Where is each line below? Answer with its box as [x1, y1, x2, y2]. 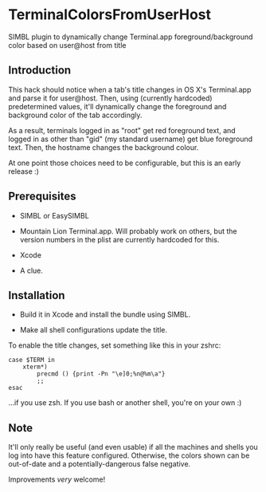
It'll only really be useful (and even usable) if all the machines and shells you [8, 443, 259, 452]
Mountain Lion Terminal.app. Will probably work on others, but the [19, 226, 237, 236]
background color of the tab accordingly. [8, 110, 143, 120]
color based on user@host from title [8, 40, 127, 49]
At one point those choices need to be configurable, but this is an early [8, 158, 241, 167]
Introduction [8, 64, 72, 77]
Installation [8, 289, 65, 302]
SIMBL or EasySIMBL [19, 211, 89, 220]
